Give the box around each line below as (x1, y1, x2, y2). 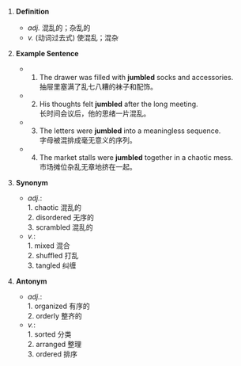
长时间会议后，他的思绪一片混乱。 (39, 109, 151, 118)
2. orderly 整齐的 (27, 311, 83, 320)
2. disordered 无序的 (27, 213, 95, 222)
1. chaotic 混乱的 (27, 203, 81, 212)
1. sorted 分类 (27, 330, 72, 339)
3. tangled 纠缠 (27, 261, 77, 270)
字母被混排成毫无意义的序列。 (39, 135, 137, 145)
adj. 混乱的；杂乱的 (27, 23, 91, 32)
